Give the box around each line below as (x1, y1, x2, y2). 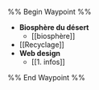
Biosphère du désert (19, 23, 89, 32)
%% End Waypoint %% (7, 73, 85, 82)
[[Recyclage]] (19, 40, 65, 49)
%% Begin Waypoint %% (7, 7, 92, 16)
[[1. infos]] (31, 57, 65, 66)
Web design (19, 49, 61, 58)
